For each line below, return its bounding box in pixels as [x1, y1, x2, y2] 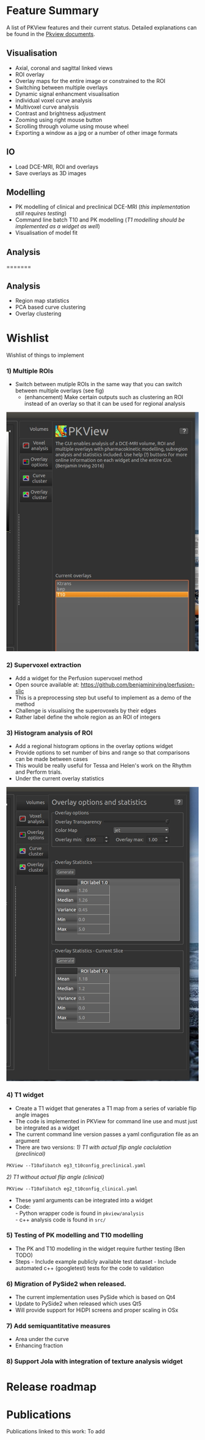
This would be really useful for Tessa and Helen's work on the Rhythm [15, 762, 192, 769]
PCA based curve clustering [15, 303, 86, 311]
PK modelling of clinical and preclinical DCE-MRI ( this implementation [15, 203, 190, 211]
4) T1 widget [6, 1090, 44, 1099]
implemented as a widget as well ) [15, 223, 101, 230]
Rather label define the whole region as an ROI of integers [15, 713, 161, 721]
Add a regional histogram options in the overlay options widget [15, 743, 173, 750]
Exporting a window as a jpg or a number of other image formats [15, 129, 178, 136]
